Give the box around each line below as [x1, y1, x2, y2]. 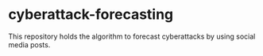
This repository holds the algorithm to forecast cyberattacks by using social [8, 32, 256, 41]
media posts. [8, 39, 51, 49]
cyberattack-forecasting [8, 6, 174, 24]
